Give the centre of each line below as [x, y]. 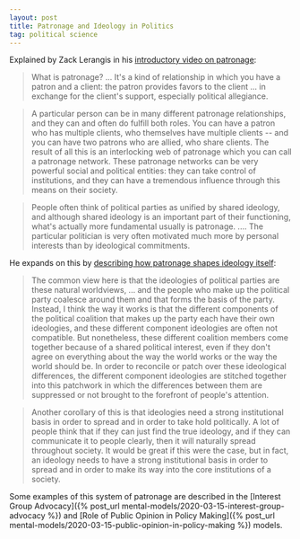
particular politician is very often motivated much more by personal [155, 236]
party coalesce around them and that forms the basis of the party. [153, 300]
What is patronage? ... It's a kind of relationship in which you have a [156, 77]
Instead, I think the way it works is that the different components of [155, 309]
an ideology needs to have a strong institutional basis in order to [150, 460]
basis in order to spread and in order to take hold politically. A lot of [155, 422]
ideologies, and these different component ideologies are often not [154, 328]
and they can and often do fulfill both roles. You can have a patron [153, 123]
